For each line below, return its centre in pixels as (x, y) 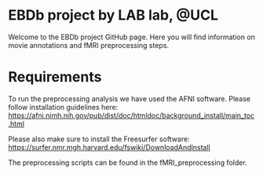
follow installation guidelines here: (63, 107)
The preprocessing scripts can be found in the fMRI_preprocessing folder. (128, 162)
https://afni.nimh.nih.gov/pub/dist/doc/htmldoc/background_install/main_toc (131, 115)
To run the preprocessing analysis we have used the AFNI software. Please (130, 98)
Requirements (55, 77)
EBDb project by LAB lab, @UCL (113, 15)
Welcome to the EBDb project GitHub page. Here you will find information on (131, 37)
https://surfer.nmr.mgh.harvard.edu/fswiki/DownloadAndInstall (109, 147)
